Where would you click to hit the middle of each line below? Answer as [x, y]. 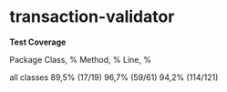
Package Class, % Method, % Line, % [81, 59]
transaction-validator [92, 17]
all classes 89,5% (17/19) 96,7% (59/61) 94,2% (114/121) [114, 77]
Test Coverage [38, 42]
